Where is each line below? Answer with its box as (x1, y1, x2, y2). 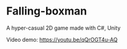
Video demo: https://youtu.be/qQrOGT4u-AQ (6, 36, 118, 43)
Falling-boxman (6, 4, 87, 18)
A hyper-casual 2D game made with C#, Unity (6, 24, 121, 31)
